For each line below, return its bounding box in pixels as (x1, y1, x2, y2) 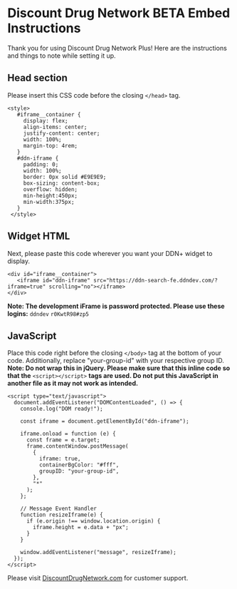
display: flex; (23, 117, 69, 124)
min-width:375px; (23, 198, 75, 205)
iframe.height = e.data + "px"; (33, 524, 130, 531)
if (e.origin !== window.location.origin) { (26, 518, 161, 525)
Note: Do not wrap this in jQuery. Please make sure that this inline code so (7, 364, 231, 372)
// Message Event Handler (20, 505, 98, 513)
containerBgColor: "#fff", (38, 461, 120, 468)
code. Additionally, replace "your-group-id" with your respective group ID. (7, 357, 224, 365)
